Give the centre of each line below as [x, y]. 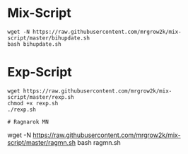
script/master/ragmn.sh [42, 142]
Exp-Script [40, 72]
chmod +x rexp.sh [33, 103]
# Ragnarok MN [28, 122]
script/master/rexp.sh [41, 97]
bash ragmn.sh [99, 142]
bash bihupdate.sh [34, 44]
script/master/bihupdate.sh [49, 38]
